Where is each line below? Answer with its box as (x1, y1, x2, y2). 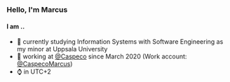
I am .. (6, 22, 25, 31)
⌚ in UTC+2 (16, 67, 52, 76)
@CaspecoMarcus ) (16, 60, 73, 68)
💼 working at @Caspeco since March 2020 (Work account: (16, 52, 187, 60)
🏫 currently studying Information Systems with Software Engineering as (16, 38, 224, 46)
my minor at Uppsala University (16, 45, 108, 54)
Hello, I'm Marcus (6, 5, 68, 15)
